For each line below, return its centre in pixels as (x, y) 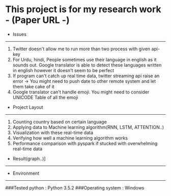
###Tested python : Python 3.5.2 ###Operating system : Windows (75, 188)
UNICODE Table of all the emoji (45, 97)
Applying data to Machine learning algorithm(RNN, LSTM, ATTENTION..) (88, 127)
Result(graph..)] (29, 158)
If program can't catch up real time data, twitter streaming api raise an (86, 76)
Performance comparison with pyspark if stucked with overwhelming (85, 143)
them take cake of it (33, 86)
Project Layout (28, 107)
